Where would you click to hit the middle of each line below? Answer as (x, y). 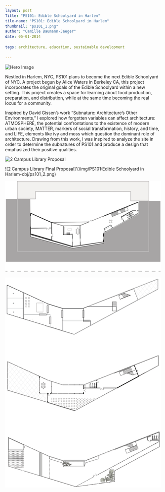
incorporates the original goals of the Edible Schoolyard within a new (75, 87)
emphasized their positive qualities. (41, 149)
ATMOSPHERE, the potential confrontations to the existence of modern (77, 123)
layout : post (19, 10)
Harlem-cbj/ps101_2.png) (31, 174)
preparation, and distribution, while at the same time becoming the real (77, 98)
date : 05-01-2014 (23, 37)
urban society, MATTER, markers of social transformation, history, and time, (82, 128)
